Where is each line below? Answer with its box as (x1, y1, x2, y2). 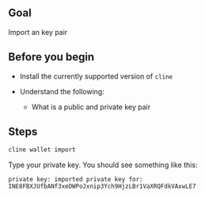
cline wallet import (8, 146, 77, 154)
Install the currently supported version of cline (19, 71, 173, 81)
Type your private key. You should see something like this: (8, 160, 198, 169)
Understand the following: (19, 86, 104, 96)
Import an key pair (8, 27, 68, 36)
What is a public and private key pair (31, 102, 151, 112)
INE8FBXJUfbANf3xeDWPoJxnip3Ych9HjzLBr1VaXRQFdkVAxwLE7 (8, 182, 196, 191)
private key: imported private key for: (8, 176, 144, 184)
